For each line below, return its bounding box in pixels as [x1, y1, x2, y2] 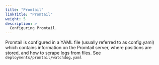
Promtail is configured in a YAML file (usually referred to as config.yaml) [5, 39, 154, 45]
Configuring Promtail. [10, 26, 57, 31]
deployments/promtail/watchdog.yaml [5, 55, 82, 60]
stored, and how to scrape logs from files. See [5, 50, 101, 56]
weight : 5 [5, 16, 26, 21]
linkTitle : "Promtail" [5, 12, 53, 17]
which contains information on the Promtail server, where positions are [5, 45, 152, 51]
